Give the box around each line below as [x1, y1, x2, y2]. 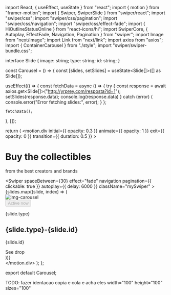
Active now [8, 200, 29, 206]
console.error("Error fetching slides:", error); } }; [5, 99, 106, 105]
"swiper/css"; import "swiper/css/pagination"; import [5, 15, 118, 21]
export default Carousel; [5, 269, 57, 276]
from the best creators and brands [5, 168, 78, 174]
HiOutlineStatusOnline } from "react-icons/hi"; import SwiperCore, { [5, 26, 148, 32]
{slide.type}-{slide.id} [5, 226, 78, 234]
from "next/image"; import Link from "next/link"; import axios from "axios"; [5, 37, 163, 43]
